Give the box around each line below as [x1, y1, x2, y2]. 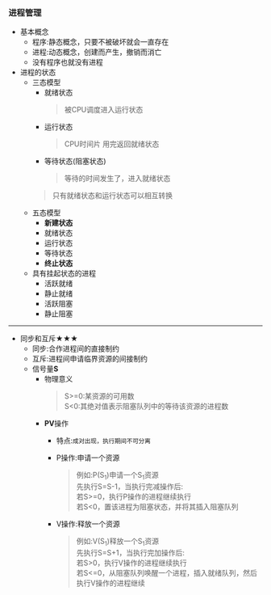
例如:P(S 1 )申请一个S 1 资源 [76, 471, 159, 482]
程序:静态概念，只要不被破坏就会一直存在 [31, 37, 169, 47]
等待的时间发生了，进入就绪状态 [64, 174, 171, 184]
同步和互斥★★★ [19, 334, 78, 344]
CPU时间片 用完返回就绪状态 [64, 139, 160, 149]
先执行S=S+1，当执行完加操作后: [76, 547, 186, 557]
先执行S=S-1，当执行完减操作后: [76, 482, 184, 492]
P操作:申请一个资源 [56, 453, 120, 462]
